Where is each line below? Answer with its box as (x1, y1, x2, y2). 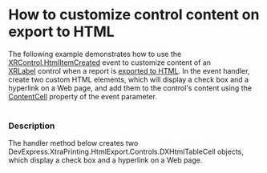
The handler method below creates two (8, 139, 139, 148)
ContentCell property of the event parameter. (8, 91, 158, 101)
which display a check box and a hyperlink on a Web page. (8, 155, 203, 165)
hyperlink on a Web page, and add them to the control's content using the (8, 82, 253, 93)
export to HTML (8, 22, 115, 41)
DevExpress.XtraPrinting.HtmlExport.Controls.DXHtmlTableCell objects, (8, 147, 245, 157)
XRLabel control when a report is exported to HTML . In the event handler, (8, 66, 250, 75)
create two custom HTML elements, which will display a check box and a (8, 74, 249, 84)
